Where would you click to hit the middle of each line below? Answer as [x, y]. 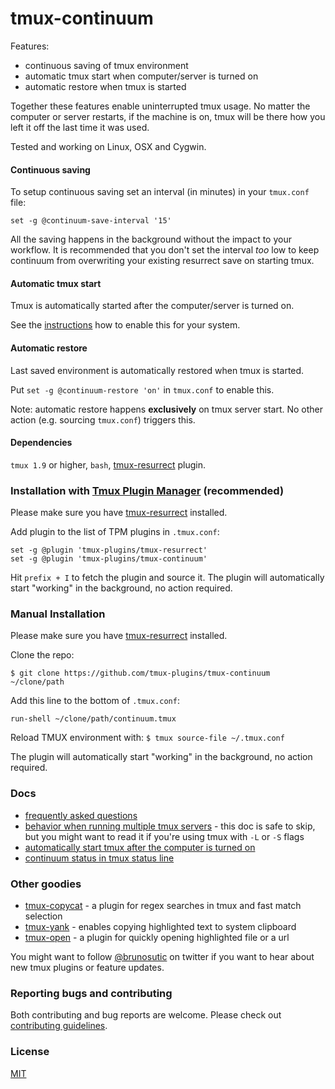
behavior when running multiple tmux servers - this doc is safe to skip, [170, 826]
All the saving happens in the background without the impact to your [151, 239]
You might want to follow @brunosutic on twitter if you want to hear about [162, 956]
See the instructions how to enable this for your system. [125, 325]
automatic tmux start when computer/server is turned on [141, 76]
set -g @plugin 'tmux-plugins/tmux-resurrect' [109, 550]
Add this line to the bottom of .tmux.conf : [95, 701]
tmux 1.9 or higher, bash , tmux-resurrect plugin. [108, 464]
